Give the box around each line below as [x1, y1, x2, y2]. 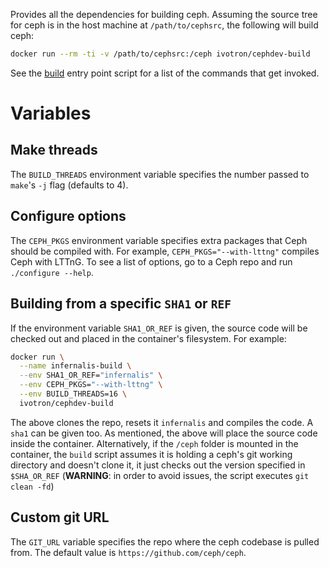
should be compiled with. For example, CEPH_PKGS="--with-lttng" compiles [10, 245, 320, 257]
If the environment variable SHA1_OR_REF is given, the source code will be [10, 322, 308, 334]
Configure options [10, 208, 127, 225]
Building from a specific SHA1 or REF [10, 295, 232, 313]
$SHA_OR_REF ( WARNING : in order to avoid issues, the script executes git [10, 469, 310, 481]
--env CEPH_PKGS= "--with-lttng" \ [19, 380, 163, 390]
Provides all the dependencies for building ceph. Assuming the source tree [10, 9, 318, 20]
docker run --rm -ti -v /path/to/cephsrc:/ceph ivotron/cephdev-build [10, 49, 311, 59]
